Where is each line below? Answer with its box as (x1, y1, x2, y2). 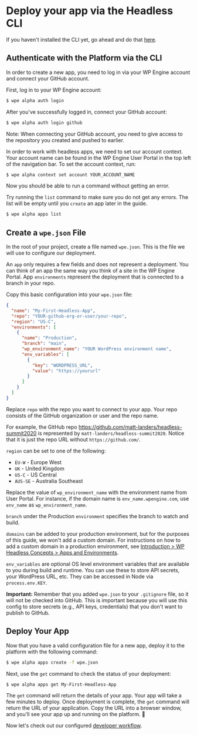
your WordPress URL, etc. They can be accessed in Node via (6, 573, 154, 580)
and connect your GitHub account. (6, 75, 90, 82)
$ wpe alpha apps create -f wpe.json (6, 659, 98, 665)
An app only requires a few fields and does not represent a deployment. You (6, 261, 189, 268)
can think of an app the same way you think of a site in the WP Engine (6, 267, 175, 274)
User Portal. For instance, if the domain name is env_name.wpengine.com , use (6, 495, 189, 502)
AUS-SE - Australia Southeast (14, 477, 83, 484)
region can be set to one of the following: (6, 447, 106, 454)
